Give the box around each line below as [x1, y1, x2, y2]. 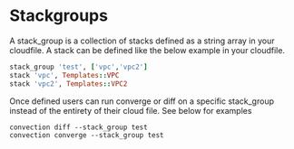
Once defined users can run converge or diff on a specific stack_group [9, 96, 275, 107]
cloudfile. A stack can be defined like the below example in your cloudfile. [9, 44, 286, 55]
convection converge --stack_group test [9, 130, 165, 140]
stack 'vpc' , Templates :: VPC [9, 70, 120, 79]
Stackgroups [9, 5, 109, 26]
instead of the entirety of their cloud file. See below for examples [9, 105, 252, 116]
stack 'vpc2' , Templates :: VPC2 [9, 79, 128, 88]
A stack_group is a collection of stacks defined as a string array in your [9, 35, 275, 46]
